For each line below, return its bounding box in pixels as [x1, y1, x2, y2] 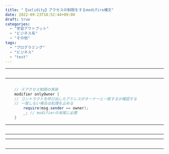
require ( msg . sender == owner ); [23, 106, 89, 111]
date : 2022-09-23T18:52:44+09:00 [5, 12, 75, 17]
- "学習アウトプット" [10, 26, 49, 31]
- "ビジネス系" [10, 31, 38, 36]
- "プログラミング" [10, 45, 45, 50]
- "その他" [10, 36, 30, 41]
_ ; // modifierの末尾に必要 [23, 111, 77, 116]
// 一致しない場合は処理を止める [14, 101, 74, 106]
